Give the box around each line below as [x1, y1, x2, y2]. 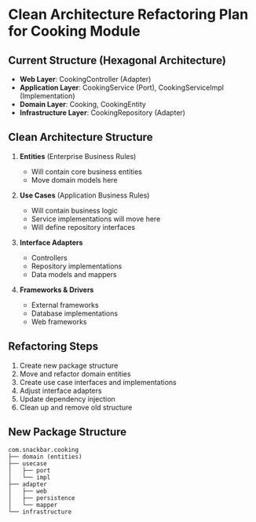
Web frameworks [31, 317, 87, 326]
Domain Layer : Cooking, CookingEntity [19, 100, 147, 109]
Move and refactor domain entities [19, 368, 131, 379]
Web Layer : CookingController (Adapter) [19, 75, 152, 83]
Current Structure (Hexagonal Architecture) [8, 54, 226, 67]
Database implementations [31, 309, 119, 318]
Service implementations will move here [31, 214, 161, 224]
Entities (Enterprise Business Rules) [19, 151, 137, 161]
